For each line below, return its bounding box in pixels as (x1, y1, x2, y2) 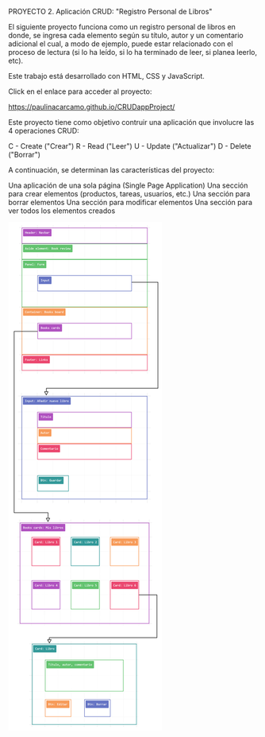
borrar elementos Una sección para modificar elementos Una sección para (8, 198, 252, 207)
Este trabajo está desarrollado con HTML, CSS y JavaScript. (8, 72, 205, 80)
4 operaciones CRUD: (8, 126, 79, 135)
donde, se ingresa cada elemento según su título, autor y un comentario (8, 31, 244, 40)
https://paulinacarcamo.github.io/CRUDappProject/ (8, 103, 175, 111)
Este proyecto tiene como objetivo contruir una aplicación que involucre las (8, 118, 255, 126)
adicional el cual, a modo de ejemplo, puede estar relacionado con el (8, 39, 233, 48)
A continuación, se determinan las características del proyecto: (8, 165, 215, 174)
